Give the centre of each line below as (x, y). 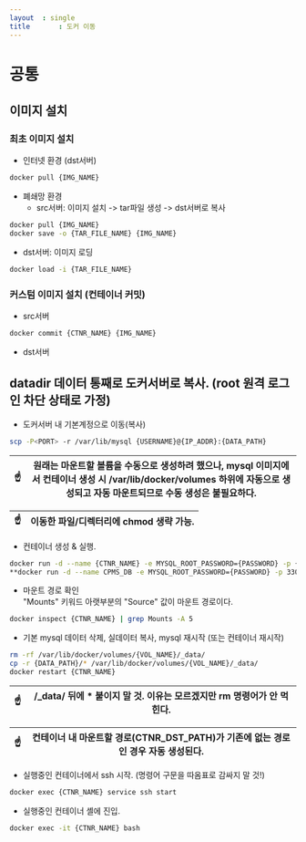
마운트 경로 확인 (51, 590)
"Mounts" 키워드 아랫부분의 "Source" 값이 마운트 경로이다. (128, 602)
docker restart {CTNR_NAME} (63, 672)
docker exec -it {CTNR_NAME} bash (75, 828)
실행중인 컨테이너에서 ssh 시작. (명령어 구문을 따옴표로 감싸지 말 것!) (144, 774)
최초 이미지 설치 (42, 139)
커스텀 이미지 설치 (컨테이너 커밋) (77, 295)
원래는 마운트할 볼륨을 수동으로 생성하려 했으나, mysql (143, 465)
